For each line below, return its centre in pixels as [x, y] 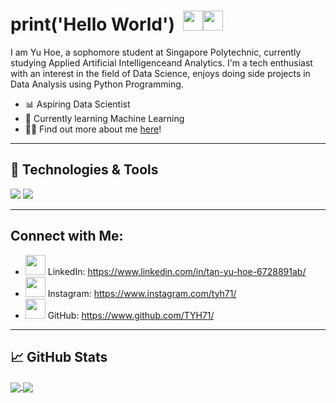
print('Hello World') [93, 24]
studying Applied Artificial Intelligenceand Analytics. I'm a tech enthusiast [161, 62]
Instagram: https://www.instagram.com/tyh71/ [142, 293]
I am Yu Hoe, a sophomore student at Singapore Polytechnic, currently [156, 52]
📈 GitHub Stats [59, 356]
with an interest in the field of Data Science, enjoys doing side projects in [160, 73]
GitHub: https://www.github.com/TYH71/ [131, 315]
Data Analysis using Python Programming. [97, 84]
